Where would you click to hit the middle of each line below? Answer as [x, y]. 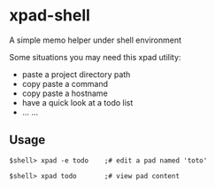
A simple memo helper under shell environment [96, 40]
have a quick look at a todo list [77, 102]
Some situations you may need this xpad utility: [95, 57]
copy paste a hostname [65, 93]
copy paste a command [65, 83]
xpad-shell [50, 16]
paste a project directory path [76, 74]
